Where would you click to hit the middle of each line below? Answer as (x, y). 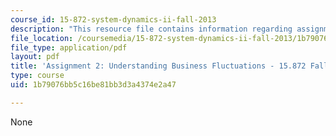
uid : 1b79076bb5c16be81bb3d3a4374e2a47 (93, 85)
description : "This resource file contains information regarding (151, 29)
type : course (37, 76)
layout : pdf (35, 57)
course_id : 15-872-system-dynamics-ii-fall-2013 (113, 19)
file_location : (42, 38)
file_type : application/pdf (69, 47)
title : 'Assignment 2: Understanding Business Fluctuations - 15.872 (158, 66)
